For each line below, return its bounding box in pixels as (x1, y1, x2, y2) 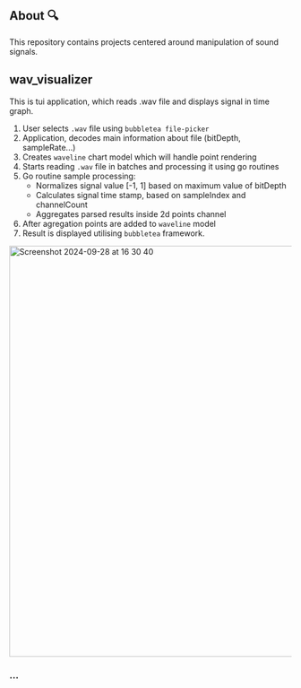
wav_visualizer (9, 72, 93, 88)
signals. (9, 46, 39, 57)
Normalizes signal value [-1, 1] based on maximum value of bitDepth (35, 179, 287, 191)
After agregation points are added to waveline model (21, 218, 217, 229)
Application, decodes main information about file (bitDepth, (21, 132, 241, 143)
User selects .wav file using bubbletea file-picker (21, 123, 210, 134)
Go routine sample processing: (21, 170, 136, 181)
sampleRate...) (21, 142, 76, 152)
